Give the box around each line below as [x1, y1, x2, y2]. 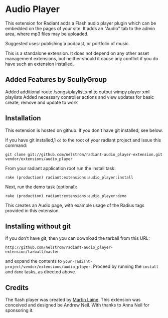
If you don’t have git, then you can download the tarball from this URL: [5, 235, 150, 241]
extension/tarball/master [5, 249, 59, 254]
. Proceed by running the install [90, 263, 159, 269]
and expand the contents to [5, 258, 62, 264]
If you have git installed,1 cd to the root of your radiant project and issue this [5, 137, 161, 143]
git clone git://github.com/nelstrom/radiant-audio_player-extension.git [5, 152, 163, 157]
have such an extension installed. [5, 61, 74, 67]
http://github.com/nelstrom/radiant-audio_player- [5, 245, 113, 250]
